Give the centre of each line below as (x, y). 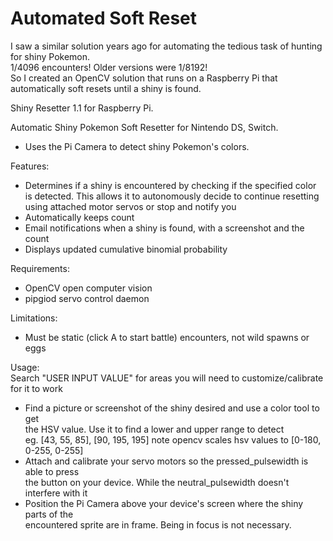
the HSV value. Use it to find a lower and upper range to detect (154, 429)
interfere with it (56, 493)
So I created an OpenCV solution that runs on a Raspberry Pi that (144, 78)
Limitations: (34, 318)
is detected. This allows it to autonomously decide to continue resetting (172, 196)
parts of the (49, 514)
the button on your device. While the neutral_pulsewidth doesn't (157, 482)
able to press (52, 471)
